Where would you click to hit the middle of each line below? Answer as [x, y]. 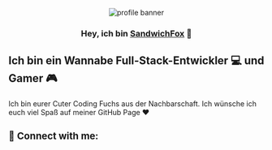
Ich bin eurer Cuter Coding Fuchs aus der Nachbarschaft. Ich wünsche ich [133, 104]
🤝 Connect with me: [54, 136]
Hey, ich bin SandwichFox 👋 [136, 33]
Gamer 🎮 [33, 78]
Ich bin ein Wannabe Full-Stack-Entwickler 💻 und [136, 61]
